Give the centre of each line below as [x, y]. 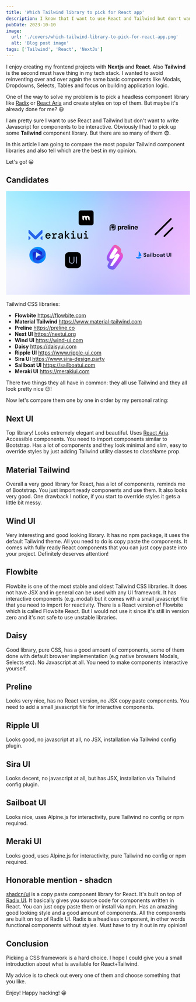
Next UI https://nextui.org [45, 334]
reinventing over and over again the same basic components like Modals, [94, 79]
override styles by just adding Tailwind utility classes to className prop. [93, 452]
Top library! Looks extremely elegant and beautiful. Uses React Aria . [88, 433]
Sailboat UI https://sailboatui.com [55, 365]
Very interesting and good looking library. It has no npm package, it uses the [98, 535]
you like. [16, 982]
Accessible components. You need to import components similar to [87, 439]
